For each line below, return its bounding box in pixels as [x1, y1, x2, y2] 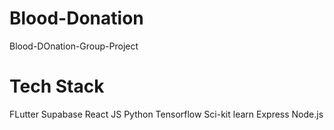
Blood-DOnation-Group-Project [9, 40, 139, 52]
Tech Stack [9, 75, 105, 98]
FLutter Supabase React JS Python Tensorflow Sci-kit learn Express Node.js [9, 108, 324, 120]
